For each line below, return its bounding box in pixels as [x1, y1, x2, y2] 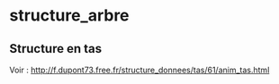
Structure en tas [9, 41, 103, 56]
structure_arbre [9, 5, 130, 26]
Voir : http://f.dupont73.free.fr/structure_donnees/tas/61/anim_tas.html [9, 64, 270, 75]
